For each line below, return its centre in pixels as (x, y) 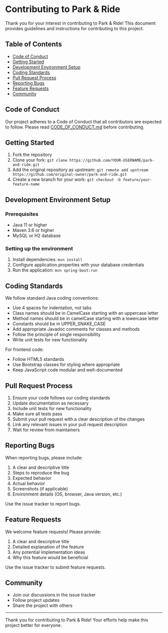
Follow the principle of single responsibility (56, 334)
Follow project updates (36, 600)
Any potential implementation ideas (49, 552)
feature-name (26, 184)
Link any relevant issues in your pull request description (70, 424)
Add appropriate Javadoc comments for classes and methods (76, 329)
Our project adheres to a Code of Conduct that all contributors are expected (83, 121)
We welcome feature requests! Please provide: (53, 532)
